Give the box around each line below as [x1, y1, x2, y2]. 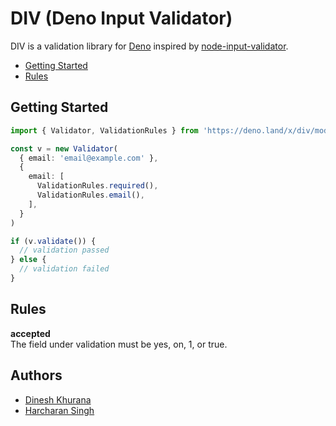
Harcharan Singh [24, 404, 95, 416]
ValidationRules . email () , [36, 190, 145, 200]
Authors [10, 367, 63, 384]
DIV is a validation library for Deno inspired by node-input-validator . [10, 40, 289, 52]
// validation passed [19, 245, 110, 256]
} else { [10, 255, 47, 265]
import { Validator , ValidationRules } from [10, 125, 199, 136]
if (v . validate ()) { [10, 236, 97, 246]
